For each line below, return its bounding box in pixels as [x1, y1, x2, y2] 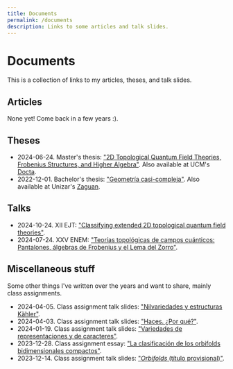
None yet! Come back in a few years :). [7, 114, 119, 123]
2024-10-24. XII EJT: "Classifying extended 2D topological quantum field [17, 221, 226, 229]
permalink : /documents [7, 17, 73, 24]
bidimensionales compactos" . [17, 346, 102, 354]
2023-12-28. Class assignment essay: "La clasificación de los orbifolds [17, 339, 221, 347]
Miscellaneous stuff [7, 263, 96, 275]
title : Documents [7, 10, 58, 17]
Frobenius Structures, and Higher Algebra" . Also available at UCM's [17, 160, 210, 169]
